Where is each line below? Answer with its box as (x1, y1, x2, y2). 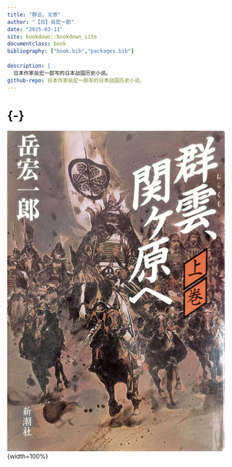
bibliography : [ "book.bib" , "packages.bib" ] (7, 48, 135, 55)
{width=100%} (7, 452, 48, 460)
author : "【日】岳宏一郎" (7, 18, 75, 26)
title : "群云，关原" (7, 11, 61, 18)
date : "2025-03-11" (7, 26, 64, 33)
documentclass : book (7, 40, 67, 48)
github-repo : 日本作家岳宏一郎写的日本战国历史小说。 (7, 77, 146, 84)
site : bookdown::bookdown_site (7, 33, 97, 40)
